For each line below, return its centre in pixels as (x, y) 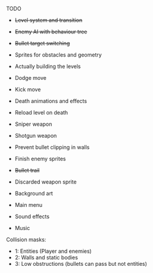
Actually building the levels (48, 66)
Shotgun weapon (36, 136)
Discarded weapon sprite (46, 182)
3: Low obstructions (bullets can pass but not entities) (81, 264)
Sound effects (32, 216)
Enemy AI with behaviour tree (51, 32)
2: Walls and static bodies (46, 258)
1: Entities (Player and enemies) (53, 251)
